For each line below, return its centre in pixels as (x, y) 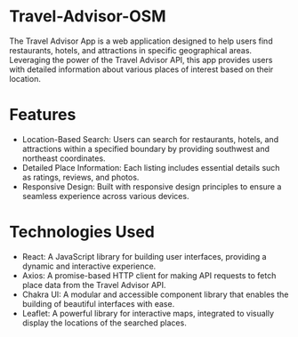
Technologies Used (82, 232)
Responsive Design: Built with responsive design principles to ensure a (152, 186)
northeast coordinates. (64, 158)
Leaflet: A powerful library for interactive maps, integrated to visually (148, 313)
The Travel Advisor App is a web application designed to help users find (141, 41)
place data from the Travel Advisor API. (94, 285)
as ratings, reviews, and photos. (81, 177)
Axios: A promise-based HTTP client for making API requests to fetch (149, 275)
